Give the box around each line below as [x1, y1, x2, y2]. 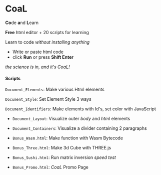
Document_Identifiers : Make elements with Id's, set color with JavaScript [5, 106, 156, 112]
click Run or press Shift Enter [12, 54, 74, 60]
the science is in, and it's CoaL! [5, 64, 70, 70]
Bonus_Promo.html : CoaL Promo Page [12, 164, 88, 170]
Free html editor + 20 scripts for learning [5, 29, 89, 35]
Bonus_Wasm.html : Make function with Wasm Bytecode [12, 135, 123, 141]
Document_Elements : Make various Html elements [5, 86, 105, 93]
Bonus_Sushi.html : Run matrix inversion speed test [12, 154, 116, 160]
